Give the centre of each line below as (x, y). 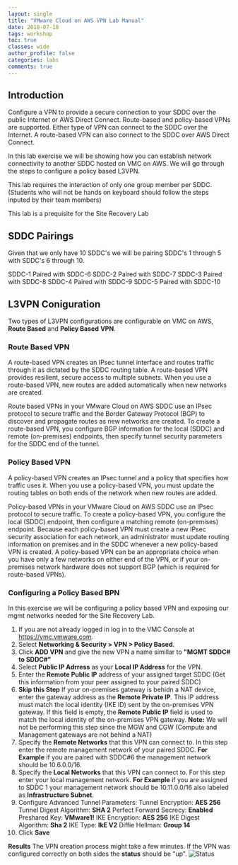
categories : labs (34, 60)
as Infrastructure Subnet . (56, 795)
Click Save (34, 832)
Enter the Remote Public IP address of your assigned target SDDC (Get (121, 674)
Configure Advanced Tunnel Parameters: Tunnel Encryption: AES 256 (119, 802)
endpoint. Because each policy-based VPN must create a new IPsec (107, 529)
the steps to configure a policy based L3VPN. (74, 171)
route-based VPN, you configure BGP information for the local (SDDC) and (117, 429)
